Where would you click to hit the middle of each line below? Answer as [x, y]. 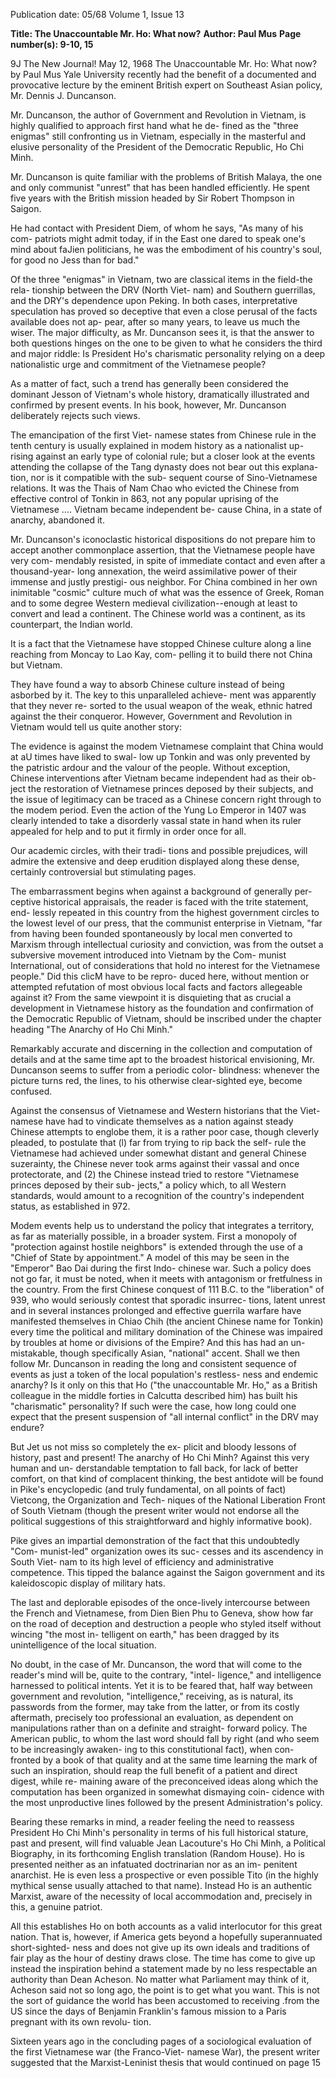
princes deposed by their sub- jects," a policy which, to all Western [148, 1185]
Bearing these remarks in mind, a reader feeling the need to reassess [152, 1822]
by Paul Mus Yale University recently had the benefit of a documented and [163, 74]
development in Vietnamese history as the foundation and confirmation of [162, 1008]
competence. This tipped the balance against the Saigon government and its [167, 1572]
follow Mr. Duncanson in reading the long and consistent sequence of [153, 1363]
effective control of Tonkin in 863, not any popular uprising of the [145, 498]
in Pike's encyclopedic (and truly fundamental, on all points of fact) [148, 1489]
